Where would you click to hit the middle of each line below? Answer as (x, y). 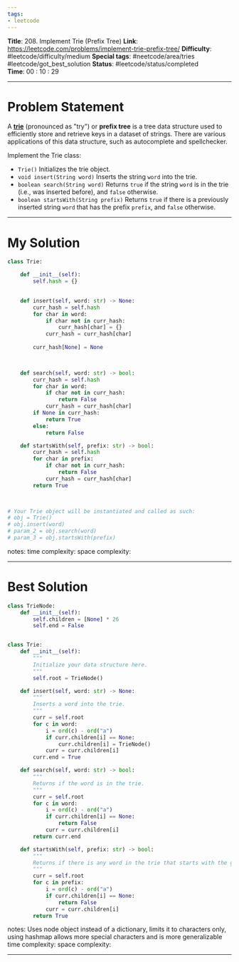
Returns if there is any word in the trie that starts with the (130, 863)
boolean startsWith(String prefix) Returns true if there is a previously (123, 200)
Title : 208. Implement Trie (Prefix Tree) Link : (73, 41)
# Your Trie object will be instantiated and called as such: (101, 511)
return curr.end (57, 836)
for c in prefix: (58, 883)
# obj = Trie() (30, 518)
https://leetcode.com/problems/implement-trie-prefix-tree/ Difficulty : (110, 49)
